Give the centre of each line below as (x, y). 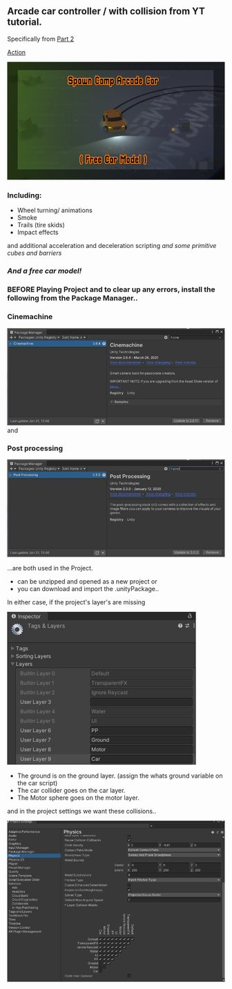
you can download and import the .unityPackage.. (88, 588)
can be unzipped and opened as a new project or (87, 581)
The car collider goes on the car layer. (71, 790)
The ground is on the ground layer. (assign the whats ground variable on (120, 776)
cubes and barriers (35, 253)
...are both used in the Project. (50, 568)
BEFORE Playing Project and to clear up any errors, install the (111, 289)
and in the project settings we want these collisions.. (82, 811)
